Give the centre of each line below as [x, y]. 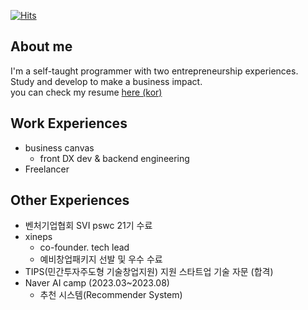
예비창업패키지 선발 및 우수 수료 [101, 259]
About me [41, 46]
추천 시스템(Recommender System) [111, 295]
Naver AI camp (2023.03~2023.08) [97, 283]
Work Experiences [69, 123]
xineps [38, 237]
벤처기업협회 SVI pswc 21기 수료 [88, 226]
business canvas [59, 147]
